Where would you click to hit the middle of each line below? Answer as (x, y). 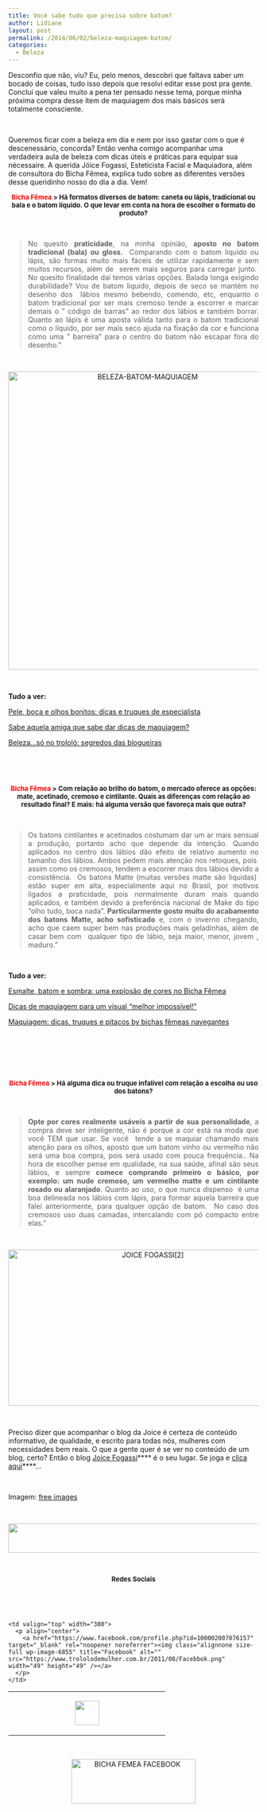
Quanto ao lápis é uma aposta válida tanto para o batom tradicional (143, 320)
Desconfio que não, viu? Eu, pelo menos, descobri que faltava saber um (126, 75)
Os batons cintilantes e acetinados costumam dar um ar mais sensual (143, 835)
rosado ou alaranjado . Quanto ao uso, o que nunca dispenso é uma (143, 1189)
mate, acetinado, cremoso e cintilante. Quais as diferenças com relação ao (133, 796)
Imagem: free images (43, 1497)
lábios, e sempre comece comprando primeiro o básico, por (143, 1172)
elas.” (37, 1223)
